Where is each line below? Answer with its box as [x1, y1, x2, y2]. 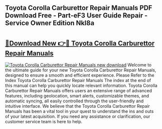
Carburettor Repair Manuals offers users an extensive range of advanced [5, 88, 152, 94]
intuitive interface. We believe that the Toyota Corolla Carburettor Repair [5, 103, 150, 109]
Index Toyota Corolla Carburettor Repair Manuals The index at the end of [5, 78, 151, 83]
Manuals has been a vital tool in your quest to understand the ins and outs [5, 109, 154, 114]
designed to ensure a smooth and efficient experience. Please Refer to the [5, 72, 155, 78]
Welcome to [127, 62, 152, 67]
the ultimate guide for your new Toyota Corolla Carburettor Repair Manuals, [5, 67, 157, 73]
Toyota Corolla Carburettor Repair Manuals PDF [5, 4, 153, 12]
